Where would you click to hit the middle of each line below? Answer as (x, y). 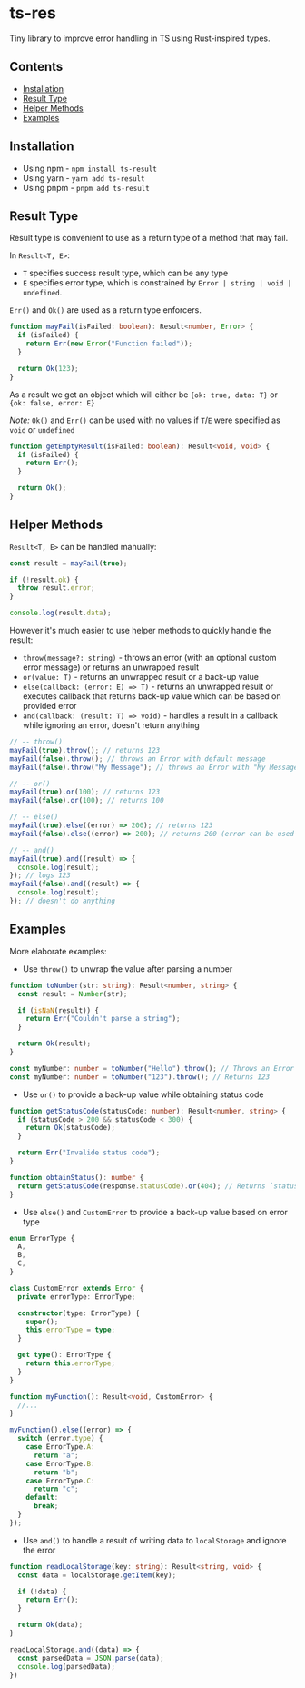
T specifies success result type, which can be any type (125, 273)
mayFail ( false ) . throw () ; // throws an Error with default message (138, 759)
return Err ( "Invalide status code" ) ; (89, 1153)
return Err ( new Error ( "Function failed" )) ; (109, 344)
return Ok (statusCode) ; (71, 1128)
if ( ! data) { (42, 1592)
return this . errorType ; (71, 1363)
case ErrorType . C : (60, 1481)
